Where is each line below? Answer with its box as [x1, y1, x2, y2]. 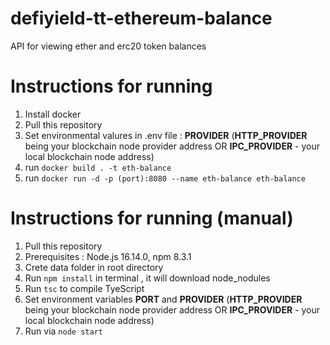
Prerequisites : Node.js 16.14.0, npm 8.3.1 [24, 250, 192, 262]
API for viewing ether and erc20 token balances [10, 40, 207, 52]
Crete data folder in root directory [24, 261, 164, 273]
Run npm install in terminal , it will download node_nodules [24, 272, 271, 284]
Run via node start [24, 325, 103, 337]
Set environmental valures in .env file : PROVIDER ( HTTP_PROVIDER [24, 129, 308, 141]
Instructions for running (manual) [10, 207, 294, 230]
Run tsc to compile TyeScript [24, 282, 145, 294]
